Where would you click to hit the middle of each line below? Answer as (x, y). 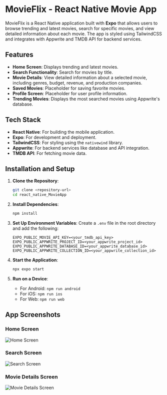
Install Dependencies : (35, 204)
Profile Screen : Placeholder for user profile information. (70, 93)
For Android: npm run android (50, 288)
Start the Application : (35, 260)
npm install (25, 214)
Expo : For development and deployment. (54, 137)
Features (19, 55)
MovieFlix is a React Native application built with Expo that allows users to (81, 23)
